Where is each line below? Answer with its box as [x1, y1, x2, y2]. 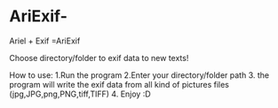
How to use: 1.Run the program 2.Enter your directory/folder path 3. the [9, 69, 269, 81]
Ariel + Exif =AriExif [9, 35, 81, 46]
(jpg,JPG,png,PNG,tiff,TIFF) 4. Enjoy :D [9, 89, 151, 99]
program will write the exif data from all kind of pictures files [9, 79, 229, 89]
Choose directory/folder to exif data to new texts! [9, 52, 189, 63]
